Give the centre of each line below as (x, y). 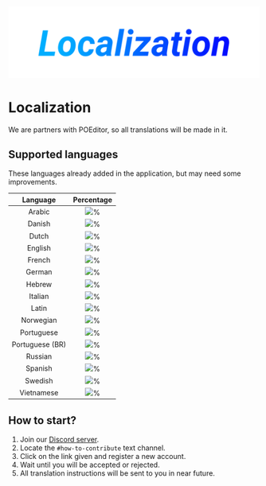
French (39, 260)
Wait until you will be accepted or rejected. (90, 465)
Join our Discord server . (59, 440)
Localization (50, 107)
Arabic (39, 212)
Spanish (39, 368)
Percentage (93, 200)
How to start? (43, 420)
